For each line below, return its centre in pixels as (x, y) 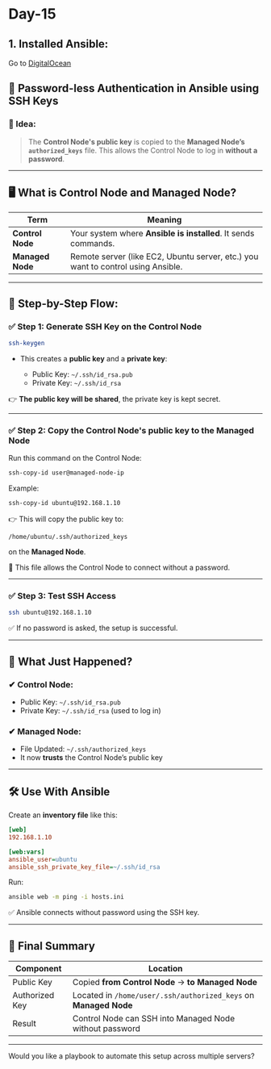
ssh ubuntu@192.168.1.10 (50, 613)
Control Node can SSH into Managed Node (154, 1019)
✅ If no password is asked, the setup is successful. (93, 628)
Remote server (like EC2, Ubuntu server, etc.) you (164, 257)
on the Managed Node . (47, 552)
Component (38, 969)
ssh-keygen (27, 344)
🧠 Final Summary (52, 946)
